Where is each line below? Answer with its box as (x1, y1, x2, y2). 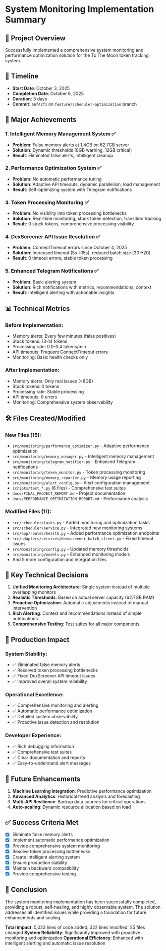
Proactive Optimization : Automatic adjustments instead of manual (12, 600, 148, 606)
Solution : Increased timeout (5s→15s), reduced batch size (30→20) (12, 250, 151, 256)
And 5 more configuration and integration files (12, 556, 107, 563)
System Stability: (5, 650, 48, 657)
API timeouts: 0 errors (12, 394, 57, 400)
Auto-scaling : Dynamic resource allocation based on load (12, 804, 131, 810)
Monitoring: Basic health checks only (12, 354, 88, 360)
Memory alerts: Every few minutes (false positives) (12, 333, 116, 339)
